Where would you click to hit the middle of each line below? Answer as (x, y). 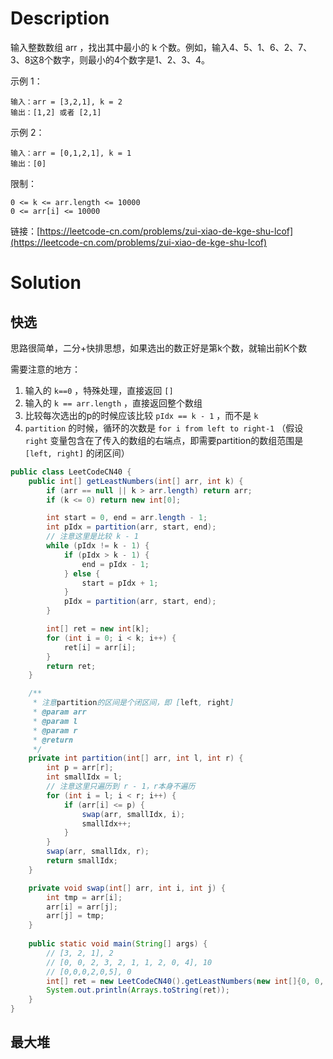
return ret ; (71, 666)
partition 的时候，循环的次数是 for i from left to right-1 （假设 (164, 428)
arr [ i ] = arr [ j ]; (82, 907)
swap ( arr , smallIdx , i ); (133, 814)
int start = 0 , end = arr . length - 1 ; (127, 518)
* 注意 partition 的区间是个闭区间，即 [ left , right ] (133, 703)
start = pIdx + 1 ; (120, 583)
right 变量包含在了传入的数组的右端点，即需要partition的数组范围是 (164, 440)
